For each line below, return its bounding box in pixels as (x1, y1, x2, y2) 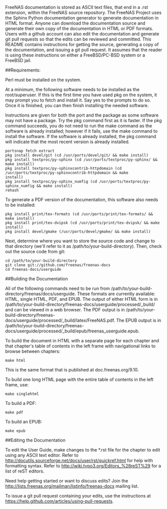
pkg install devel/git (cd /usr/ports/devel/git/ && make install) (5, 153, 149, 158)
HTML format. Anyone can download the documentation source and (5, 20, 146, 26)
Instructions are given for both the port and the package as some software (5, 112, 159, 118)
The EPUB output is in (116, 317, 161, 323)
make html (5, 358, 26, 363)
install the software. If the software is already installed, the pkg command (5, 134, 156, 139)
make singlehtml (5, 391, 39, 396)
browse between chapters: (5, 348, 60, 354)
